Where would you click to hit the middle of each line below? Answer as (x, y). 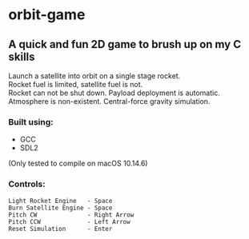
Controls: (27, 184)
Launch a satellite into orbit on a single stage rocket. (94, 76)
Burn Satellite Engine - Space (60, 208)
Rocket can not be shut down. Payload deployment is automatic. (114, 93)
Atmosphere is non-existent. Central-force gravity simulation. (109, 101)
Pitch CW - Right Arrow (71, 215)
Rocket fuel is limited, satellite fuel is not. (76, 84)
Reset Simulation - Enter (60, 229)
